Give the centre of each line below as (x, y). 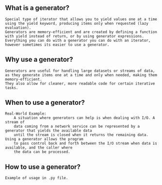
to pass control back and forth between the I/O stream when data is (86, 143)
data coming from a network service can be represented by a (77, 126)
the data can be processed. (42, 152)
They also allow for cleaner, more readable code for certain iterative (80, 84)
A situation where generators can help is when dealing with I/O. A (84, 118)
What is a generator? (37, 8)
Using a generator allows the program (44, 139)
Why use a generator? (39, 59)
